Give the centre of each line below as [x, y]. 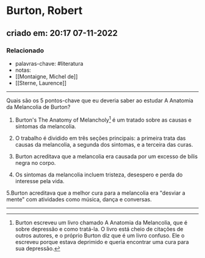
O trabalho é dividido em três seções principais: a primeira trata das [100, 138]
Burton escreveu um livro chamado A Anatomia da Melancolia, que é [101, 222]
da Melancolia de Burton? [38, 106]
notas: [23, 70]
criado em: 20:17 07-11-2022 [62, 33]
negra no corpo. [35, 162]
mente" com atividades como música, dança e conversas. [79, 199]
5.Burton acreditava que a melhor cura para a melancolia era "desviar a [96, 193]
